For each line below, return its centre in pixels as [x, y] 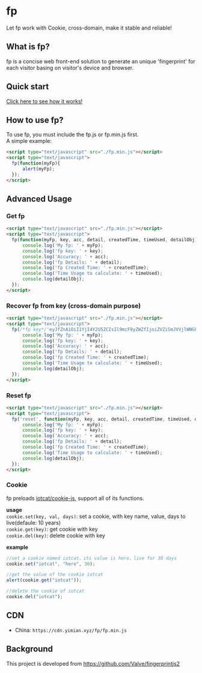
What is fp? [28, 47]
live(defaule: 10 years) [34, 522]
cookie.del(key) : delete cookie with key [56, 536]
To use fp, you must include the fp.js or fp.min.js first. [72, 134]
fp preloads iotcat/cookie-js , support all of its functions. [75, 498]
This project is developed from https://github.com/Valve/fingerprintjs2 [93, 663]
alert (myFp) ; [38, 169]
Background [29, 649]
